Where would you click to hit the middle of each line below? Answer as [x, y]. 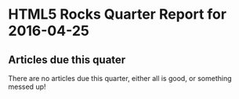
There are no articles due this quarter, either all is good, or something [120, 78]
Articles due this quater [67, 60]
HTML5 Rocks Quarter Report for [118, 14]
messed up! [27, 87]
